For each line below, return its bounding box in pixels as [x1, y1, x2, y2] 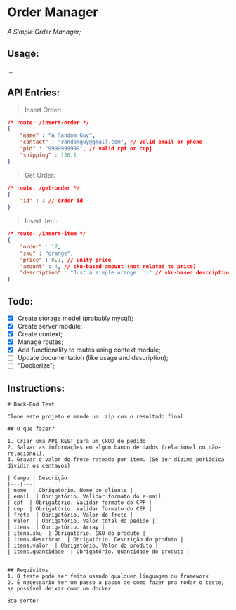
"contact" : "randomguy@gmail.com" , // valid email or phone [20, 138, 203, 146]
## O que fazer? [7, 425, 55, 432]
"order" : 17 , [20, 243, 61, 250]
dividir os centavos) [7, 463, 71, 470]
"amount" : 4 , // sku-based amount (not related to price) [20, 263, 197, 270]
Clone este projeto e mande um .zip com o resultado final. [7, 413, 188, 420]
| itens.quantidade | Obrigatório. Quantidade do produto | [7, 548, 190, 555]
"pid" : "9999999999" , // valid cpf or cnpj [20, 145, 152, 152]
